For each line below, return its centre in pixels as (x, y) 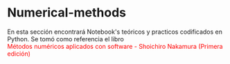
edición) (19, 54)
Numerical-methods (67, 13)
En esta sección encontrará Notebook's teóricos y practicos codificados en (115, 32)
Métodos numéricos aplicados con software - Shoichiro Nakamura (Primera (115, 46)
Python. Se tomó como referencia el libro (66, 39)
